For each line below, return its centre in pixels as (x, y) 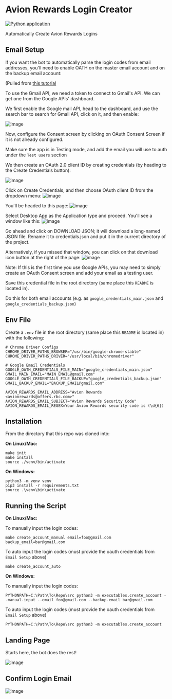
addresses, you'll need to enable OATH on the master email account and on (85, 67)
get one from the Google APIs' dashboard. (50, 98)
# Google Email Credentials (35, 365)
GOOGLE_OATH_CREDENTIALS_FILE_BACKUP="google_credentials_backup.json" (83, 379)
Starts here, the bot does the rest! (41, 652)
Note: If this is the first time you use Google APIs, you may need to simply (83, 267)
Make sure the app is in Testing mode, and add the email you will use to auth (86, 149)
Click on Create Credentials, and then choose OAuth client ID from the (79, 190)
